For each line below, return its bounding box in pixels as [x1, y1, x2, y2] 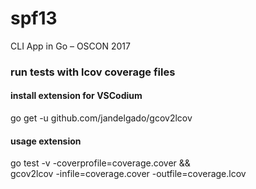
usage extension [10, 135, 82, 147]
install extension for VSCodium [10, 90, 143, 102]
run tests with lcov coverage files [10, 65, 176, 79]
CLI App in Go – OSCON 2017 [10, 40, 131, 52]
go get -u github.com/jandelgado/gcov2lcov [10, 112, 193, 124]
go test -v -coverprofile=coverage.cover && [10, 157, 191, 169]
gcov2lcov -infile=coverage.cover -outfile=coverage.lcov [10, 168, 247, 180]
